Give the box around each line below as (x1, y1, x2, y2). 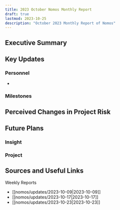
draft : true (5, 12, 29, 16)
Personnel (5, 69, 30, 76)
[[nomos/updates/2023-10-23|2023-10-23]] (12, 199, 101, 205)
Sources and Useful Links (5, 167, 84, 175)
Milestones (5, 93, 32, 99)
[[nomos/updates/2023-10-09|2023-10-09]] (12, 189, 101, 194)
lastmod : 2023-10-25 (5, 16, 47, 21)
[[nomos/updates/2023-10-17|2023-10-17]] (12, 194, 99, 200)
